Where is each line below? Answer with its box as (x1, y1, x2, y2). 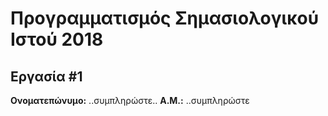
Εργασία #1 (10, 68, 83, 85)
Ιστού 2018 (10, 28, 104, 51)
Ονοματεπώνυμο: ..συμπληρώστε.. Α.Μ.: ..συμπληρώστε (10, 95, 250, 106)
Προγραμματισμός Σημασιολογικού (10, 7, 320, 30)
